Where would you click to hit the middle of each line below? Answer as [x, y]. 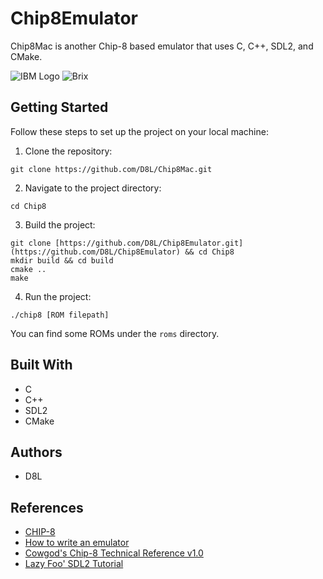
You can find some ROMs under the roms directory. [115, 333]
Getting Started [59, 107]
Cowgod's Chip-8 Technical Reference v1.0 [114, 553]
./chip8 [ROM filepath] [60, 315]
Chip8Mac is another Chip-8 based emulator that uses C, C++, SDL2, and [162, 46]
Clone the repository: [68, 151]
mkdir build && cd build [62, 260]
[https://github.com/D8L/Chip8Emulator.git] [149, 243]
